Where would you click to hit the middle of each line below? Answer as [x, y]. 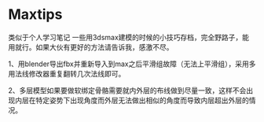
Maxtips [35, 15]
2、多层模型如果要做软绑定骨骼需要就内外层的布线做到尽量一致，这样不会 [127, 90]
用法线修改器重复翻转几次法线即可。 [67, 73]
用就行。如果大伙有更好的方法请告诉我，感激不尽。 [91, 47]
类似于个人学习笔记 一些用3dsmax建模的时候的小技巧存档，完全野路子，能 [129, 37]
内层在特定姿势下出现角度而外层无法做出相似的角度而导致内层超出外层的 [132, 100]
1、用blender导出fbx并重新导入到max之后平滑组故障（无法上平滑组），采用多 [132, 64]
